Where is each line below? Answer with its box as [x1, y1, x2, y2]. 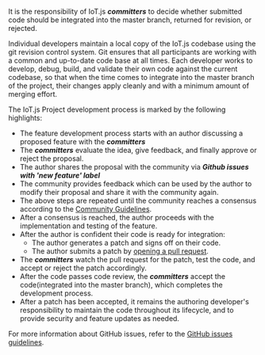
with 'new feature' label [19, 170, 101, 180]
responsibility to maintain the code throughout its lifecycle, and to [19, 305, 234, 315]
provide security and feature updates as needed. [19, 314, 180, 323]
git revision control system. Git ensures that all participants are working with [8, 48, 257, 56]
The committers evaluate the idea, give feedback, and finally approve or [19, 146, 257, 155]
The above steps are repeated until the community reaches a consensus [19, 196, 257, 205]
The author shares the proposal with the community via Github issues [19, 162, 249, 171]
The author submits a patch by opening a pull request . [31, 246, 209, 256]
